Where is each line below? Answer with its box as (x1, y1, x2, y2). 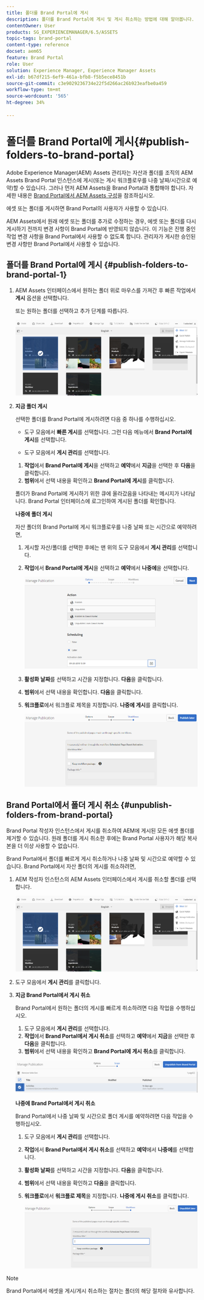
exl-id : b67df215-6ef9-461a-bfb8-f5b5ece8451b (6, 74, 126, 80)
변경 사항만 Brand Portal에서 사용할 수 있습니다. (6, 240, 120, 247)
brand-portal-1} (6, 270, 67, 280)
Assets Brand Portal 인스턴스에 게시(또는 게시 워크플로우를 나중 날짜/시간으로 (6, 176, 191, 183)
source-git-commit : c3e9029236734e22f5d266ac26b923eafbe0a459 (6, 80, 167, 86)
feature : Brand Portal (6, 55, 64, 61)
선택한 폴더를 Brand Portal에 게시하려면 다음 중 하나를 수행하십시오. (15, 416, 176, 423)
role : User (6, 61, 34, 67)
